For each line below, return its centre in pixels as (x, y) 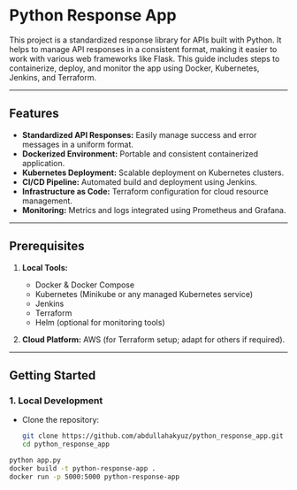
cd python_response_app (66, 444)
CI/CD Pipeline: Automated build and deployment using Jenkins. (140, 181)
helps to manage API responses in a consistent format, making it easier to (143, 49)
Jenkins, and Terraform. (53, 77)
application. (43, 163)
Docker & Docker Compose (85, 285)
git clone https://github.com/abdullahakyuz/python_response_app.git (153, 436)
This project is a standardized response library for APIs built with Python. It (145, 40)
